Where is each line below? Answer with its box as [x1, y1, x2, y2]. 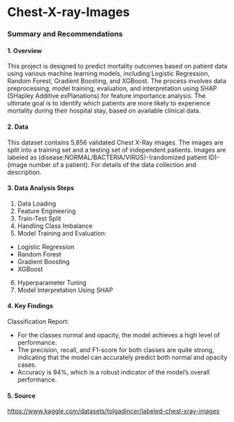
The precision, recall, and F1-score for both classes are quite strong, [17, 345, 214, 354]
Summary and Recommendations [7, 29, 124, 39]
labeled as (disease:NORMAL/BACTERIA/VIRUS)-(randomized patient [7, 153, 207, 161]
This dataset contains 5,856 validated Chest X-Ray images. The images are [7, 138, 224, 147]
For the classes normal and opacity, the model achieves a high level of [17, 330, 220, 339]
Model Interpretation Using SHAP [17, 286, 113, 294]
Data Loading [17, 199, 57, 208]
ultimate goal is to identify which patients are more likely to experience [7, 99, 211, 108]
